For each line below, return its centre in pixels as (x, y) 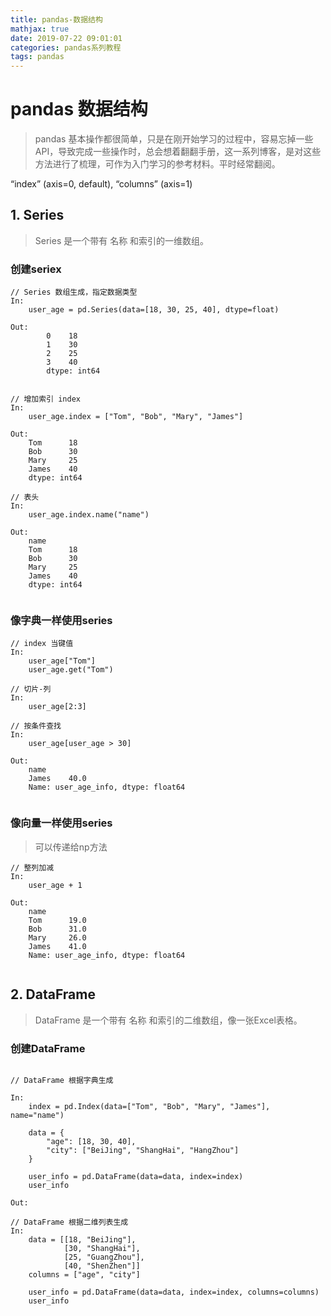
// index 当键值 (42, 644)
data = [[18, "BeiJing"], (82, 1239)
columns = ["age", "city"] (84, 1274)
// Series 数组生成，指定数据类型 (74, 292)
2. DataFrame (53, 994)
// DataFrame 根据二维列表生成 (69, 1222)
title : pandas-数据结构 (56, 19)
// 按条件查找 (36, 726)
